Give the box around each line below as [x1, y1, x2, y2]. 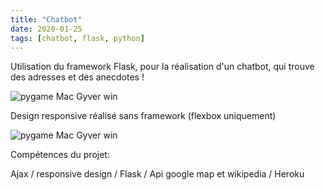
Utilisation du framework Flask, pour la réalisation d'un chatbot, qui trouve [10, 61, 315, 73]
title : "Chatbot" [10, 14, 83, 25]
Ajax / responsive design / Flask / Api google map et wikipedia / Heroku [10, 168, 305, 180]
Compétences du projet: [10, 149, 110, 161]
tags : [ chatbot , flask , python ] [10, 33, 145, 43]
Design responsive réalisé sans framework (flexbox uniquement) [10, 110, 277, 122]
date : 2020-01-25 [10, 24, 83, 34]
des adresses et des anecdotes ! [10, 71, 145, 83]
